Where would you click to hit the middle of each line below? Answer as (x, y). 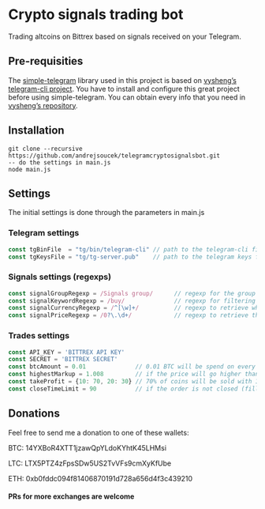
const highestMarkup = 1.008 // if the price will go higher (125, 374)
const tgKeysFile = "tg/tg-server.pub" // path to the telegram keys (130, 257)
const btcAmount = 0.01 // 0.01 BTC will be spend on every (132, 367)
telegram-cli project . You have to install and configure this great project (124, 89)
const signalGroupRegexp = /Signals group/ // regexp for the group (132, 293)
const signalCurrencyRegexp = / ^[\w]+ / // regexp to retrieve (128, 308)
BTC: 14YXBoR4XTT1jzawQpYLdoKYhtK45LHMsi (88, 447)
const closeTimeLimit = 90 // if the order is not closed (123, 389)
